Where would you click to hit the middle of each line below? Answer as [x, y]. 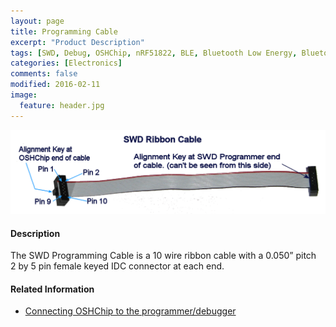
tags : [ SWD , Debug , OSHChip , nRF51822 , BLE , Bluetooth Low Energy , [154, 53]
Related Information [52, 289]
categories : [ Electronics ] [66, 63]
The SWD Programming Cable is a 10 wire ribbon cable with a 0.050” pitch [163, 256]
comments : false [44, 74]
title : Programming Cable [64, 31]
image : [24, 95]
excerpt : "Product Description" [77, 42]
